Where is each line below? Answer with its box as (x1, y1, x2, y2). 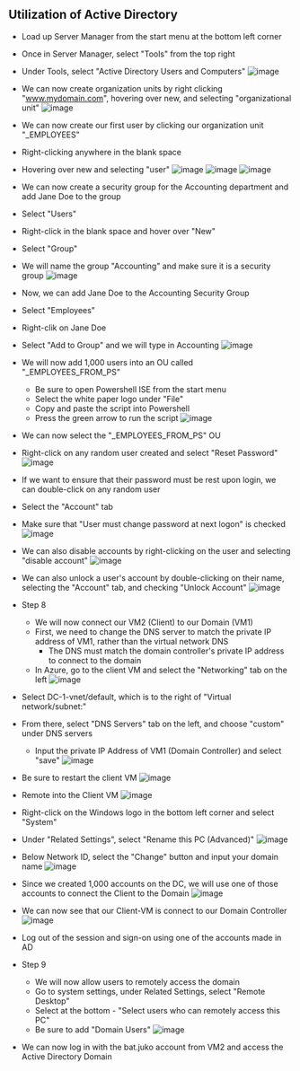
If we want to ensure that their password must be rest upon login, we (21, 474, 277, 485)
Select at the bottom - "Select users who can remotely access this (34, 1005, 280, 1015)
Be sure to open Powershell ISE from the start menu (34, 383, 226, 394)
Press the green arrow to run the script (34, 412, 179, 423)
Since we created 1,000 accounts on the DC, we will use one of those (21, 878, 279, 889)
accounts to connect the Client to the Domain (21, 888, 190, 899)
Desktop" (34, 996, 70, 1006)
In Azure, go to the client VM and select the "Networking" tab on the (34, 664, 288, 675)
